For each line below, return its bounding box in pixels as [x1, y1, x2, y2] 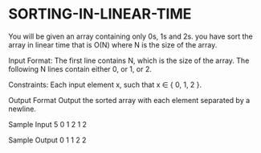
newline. [8, 104, 36, 114]
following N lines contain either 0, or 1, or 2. [8, 64, 153, 73]
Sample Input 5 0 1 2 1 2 [8, 119, 87, 129]
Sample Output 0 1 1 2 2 [8, 134, 87, 145]
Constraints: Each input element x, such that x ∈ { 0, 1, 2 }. [8, 80, 202, 89]
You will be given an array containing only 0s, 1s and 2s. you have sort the [8, 31, 253, 41]
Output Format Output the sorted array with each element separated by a [8, 95, 251, 105]
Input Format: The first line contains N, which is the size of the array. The [8, 56, 250, 65]
